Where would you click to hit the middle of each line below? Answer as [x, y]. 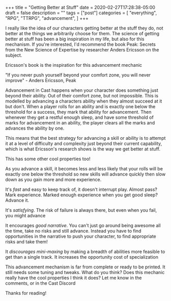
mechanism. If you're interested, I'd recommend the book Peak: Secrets [81, 44]
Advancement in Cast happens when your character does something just [82, 90]
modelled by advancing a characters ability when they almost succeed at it [84, 101]
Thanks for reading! [26, 293]
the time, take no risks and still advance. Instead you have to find [73, 231]
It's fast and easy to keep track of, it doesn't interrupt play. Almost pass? [81, 189]
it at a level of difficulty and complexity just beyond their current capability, [84, 143]
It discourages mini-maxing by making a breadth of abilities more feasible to [85, 252]
